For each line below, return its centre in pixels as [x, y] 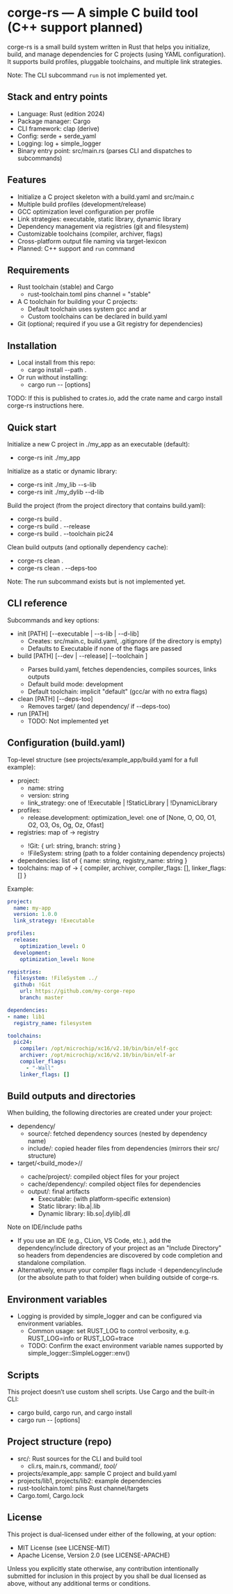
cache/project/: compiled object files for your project [103, 1177]
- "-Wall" [40, 1068]
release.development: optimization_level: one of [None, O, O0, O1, [122, 817]
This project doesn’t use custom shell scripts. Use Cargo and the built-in [111, 1392]
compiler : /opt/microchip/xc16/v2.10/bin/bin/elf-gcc [99, 1049]
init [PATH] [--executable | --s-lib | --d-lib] [78, 634]
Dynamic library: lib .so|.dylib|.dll [84, 1214]
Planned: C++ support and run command [76, 248]
